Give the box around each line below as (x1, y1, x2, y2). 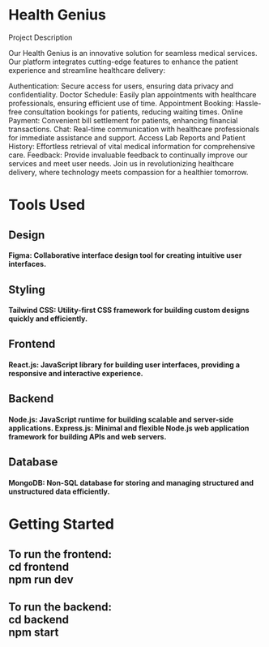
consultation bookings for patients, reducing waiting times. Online (23, 107, 243, 117)
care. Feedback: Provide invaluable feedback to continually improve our (8, 150, 249, 160)
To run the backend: (8, 600, 112, 614)
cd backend (8, 613, 70, 627)
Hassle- (234, 98, 262, 108)
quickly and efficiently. (8, 314, 88, 323)
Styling (8, 282, 46, 297)
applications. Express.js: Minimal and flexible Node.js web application (8, 423, 250, 433)
